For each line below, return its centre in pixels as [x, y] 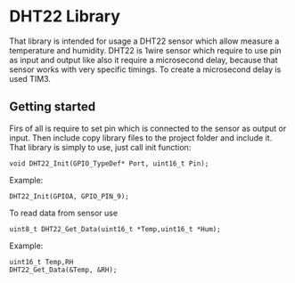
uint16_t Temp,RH [41, 262]
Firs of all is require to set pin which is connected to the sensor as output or [148, 128]
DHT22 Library [65, 16]
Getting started [53, 107]
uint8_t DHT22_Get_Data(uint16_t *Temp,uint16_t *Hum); [115, 229]
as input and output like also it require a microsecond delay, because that [143, 60]
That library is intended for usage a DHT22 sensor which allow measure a [144, 41]
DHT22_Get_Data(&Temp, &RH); [63, 270]
